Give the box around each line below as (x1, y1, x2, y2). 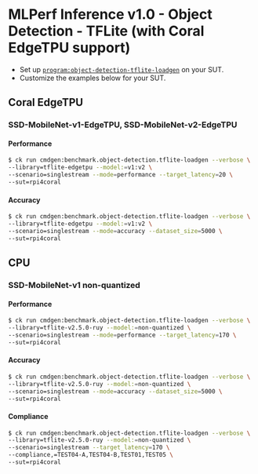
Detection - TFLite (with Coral (8, 22, 205, 40)
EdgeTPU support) (8, 39, 131, 57)
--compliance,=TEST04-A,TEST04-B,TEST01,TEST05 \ (8, 451, 174, 459)
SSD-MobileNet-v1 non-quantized (8, 279, 141, 290)
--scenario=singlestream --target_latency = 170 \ (8, 443, 170, 452)
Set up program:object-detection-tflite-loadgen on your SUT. (19, 64, 224, 74)
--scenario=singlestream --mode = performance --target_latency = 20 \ (8, 171, 234, 179)
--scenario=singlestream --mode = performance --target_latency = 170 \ (8, 331, 237, 339)
